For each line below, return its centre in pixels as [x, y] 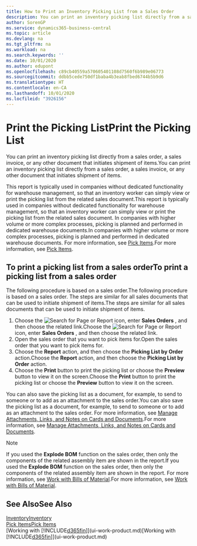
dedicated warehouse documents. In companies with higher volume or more [97, 230]
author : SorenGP [26, 22]
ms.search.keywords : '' [35, 55]
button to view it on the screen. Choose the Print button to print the [95, 377]
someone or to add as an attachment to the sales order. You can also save [95, 401]
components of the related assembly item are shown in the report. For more [97, 473]
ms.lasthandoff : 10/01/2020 [40, 93]
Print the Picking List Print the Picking [98, 128]
